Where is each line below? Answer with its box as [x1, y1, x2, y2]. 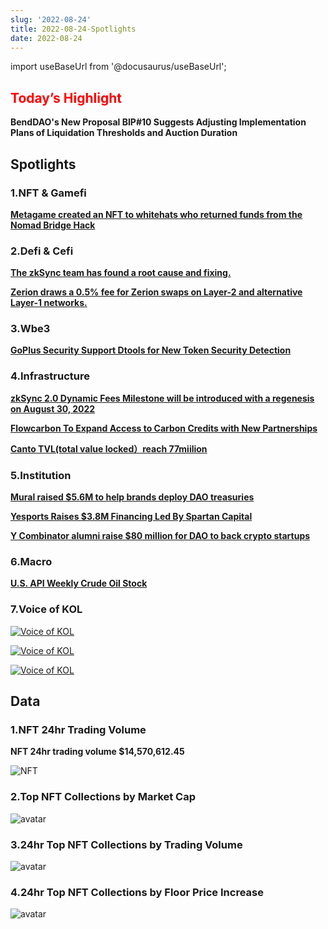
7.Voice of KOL [10, 602, 83, 616]
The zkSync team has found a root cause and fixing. [10, 267, 232, 279]
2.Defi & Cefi [10, 244, 74, 258]
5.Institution [10, 468, 72, 482]
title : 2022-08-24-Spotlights [10, 24, 137, 34]
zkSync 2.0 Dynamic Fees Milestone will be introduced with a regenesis [10, 392, 315, 404]
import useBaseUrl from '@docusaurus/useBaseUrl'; [10, 61, 227, 73]
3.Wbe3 [10, 322, 51, 336]
